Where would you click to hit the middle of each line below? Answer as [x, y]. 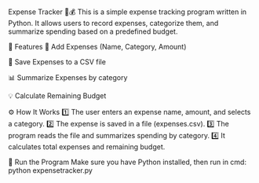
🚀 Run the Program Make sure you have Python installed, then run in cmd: [128, 162]
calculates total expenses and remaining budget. [87, 147]
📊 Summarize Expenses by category [68, 77]
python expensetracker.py [50, 170]
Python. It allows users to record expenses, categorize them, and [113, 23]
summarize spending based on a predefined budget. [93, 31]
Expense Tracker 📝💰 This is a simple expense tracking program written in [128, 12]
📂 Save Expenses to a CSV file [57, 62]
